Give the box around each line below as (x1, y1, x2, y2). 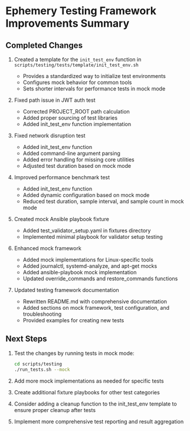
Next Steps (5, 334, 47, 344)
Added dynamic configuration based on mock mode (22, 192, 150, 199)
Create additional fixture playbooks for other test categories (14, 388, 160, 396)
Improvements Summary (5, 17, 130, 30)
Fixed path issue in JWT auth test (14, 96, 96, 103)
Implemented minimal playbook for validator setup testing (22, 234, 163, 240)
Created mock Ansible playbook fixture (14, 216, 110, 222)
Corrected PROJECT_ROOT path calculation (22, 108, 130, 115)
